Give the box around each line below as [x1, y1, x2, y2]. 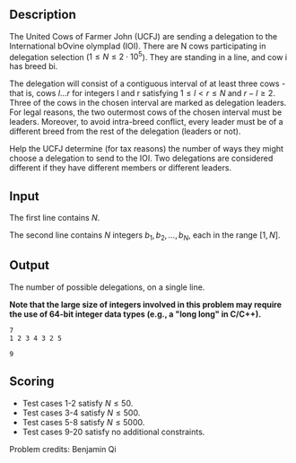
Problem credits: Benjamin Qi [9, 443, 117, 454]
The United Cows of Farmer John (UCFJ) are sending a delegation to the [9, 31, 278, 41]
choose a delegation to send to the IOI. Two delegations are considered [9, 153, 274, 164]
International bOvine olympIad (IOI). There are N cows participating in [9, 40, 266, 51]
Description [9, 7, 76, 22]
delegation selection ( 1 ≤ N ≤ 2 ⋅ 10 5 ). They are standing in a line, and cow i [9, 49, 288, 62]
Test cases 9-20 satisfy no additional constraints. [22, 426, 205, 437]
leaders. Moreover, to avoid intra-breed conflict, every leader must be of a [9, 117, 284, 127]
